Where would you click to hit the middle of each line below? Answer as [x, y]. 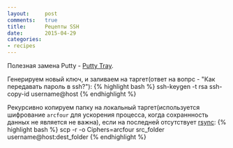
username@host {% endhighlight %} [84, 94]
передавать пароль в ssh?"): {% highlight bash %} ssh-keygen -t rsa [107, 87]
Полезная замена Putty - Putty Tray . [60, 66]
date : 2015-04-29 [42, 33]
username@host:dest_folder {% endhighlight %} [77, 137]
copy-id [18, 94]
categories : [24, 40]
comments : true [32, 20]
